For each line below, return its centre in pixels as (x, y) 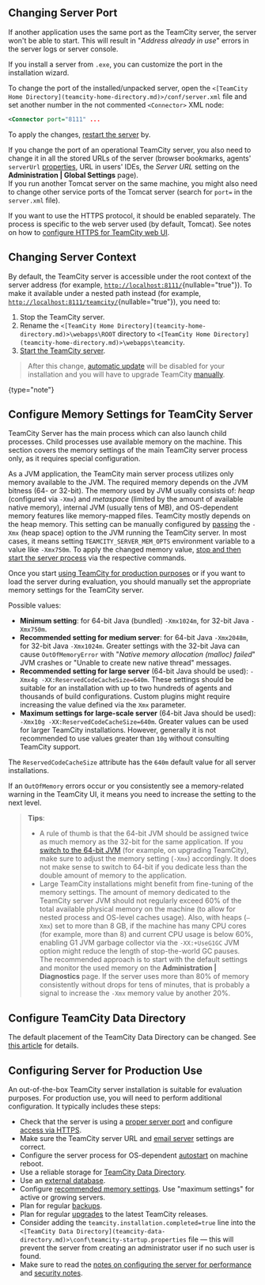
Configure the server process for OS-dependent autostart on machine (134, 1155)
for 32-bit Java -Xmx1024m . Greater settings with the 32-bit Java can (129, 646)
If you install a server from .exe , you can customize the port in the (115, 64)
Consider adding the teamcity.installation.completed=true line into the (137, 1222)
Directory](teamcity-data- (121, 1231)
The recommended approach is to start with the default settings (143, 960)
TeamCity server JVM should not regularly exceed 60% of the (140, 900)
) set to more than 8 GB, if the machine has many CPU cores (148, 926)
